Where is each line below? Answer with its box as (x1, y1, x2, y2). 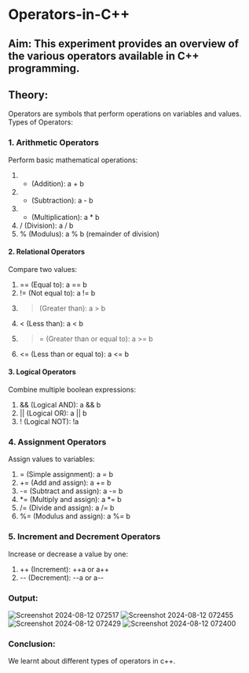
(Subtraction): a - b (31, 195, 93, 205)
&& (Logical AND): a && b (19, 400, 101, 410)
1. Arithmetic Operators (8, 137, 100, 148)
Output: (8, 593, 38, 604)
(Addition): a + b (31, 179, 85, 188)
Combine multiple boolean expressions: (8, 385, 137, 395)
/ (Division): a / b (19, 221, 74, 230)
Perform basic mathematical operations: (8, 155, 138, 165)
